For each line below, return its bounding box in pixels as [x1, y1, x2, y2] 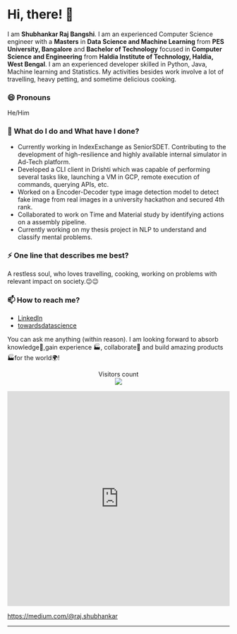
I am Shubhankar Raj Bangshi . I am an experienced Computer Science [7, 30, 214, 38]
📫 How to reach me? [7, 295, 80, 305]
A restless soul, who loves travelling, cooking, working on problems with [7, 269, 217, 278]
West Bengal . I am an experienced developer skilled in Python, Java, [7, 59, 207, 68]
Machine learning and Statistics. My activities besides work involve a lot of [7, 67, 224, 76]
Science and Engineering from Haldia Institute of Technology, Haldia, [7, 52, 214, 61]
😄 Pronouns [7, 92, 51, 102]
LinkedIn [17, 314, 43, 323]
